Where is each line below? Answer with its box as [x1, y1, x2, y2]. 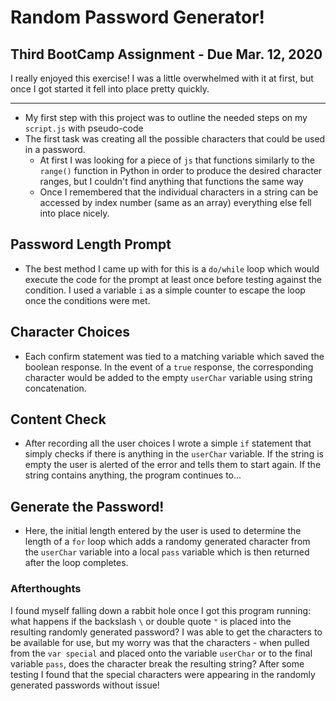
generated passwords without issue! [10, 679, 160, 691]
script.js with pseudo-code [24, 122, 144, 134]
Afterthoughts [10, 582, 82, 596]
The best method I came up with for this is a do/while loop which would [24, 262, 320, 275]
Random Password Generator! [10, 6, 266, 29]
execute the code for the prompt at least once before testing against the [24, 273, 322, 285]
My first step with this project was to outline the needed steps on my [24, 112, 308, 123]
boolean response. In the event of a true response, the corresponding [24, 361, 314, 373]
